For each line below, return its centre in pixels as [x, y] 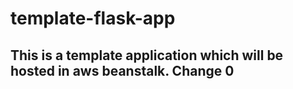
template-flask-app [93, 18]
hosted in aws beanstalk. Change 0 [122, 70]
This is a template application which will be [147, 55]
